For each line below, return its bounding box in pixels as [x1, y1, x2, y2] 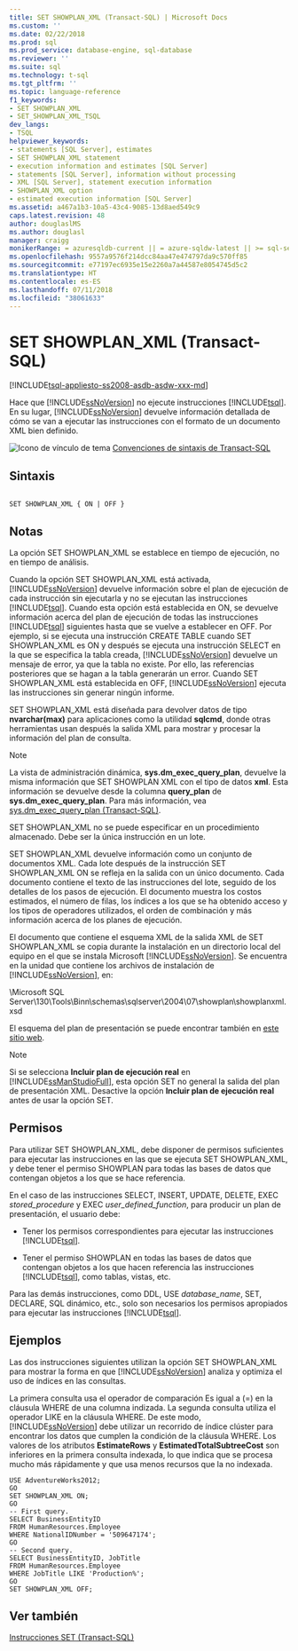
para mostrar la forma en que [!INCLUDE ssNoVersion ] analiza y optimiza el [9, 1366, 283, 1377]
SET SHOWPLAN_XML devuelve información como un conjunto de [9, 849, 253, 859]
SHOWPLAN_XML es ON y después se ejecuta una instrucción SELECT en [9, 640, 281, 651]
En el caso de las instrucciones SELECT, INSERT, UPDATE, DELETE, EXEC [9, 1189, 279, 1200]
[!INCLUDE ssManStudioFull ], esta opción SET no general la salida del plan [9, 1076, 280, 1086]
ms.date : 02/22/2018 [9, 29, 86, 38]
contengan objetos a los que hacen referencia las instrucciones [21, 1261, 255, 1272]
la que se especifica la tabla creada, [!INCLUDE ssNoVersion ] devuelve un [9, 649, 278, 660]
